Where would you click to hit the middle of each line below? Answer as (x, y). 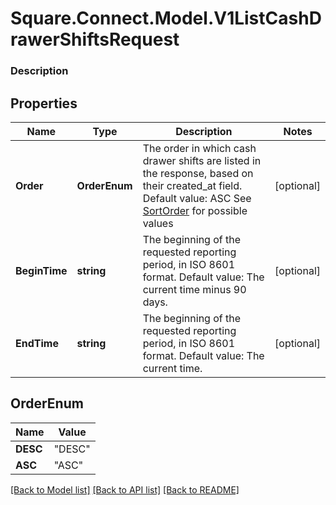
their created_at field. (192, 185)
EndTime (37, 343)
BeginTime (41, 270)
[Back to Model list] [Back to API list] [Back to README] (125, 489)
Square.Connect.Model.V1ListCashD (166, 18)
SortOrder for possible (195, 210)
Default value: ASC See (197, 198)
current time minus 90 (194, 289)
